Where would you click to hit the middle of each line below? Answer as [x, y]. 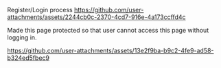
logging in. [22, 37]
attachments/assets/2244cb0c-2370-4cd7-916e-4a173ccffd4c [96, 17]
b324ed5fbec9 [28, 58]
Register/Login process [40, 10]
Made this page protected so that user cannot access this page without [108, 30]
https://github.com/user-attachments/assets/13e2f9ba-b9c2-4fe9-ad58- [110, 51]
